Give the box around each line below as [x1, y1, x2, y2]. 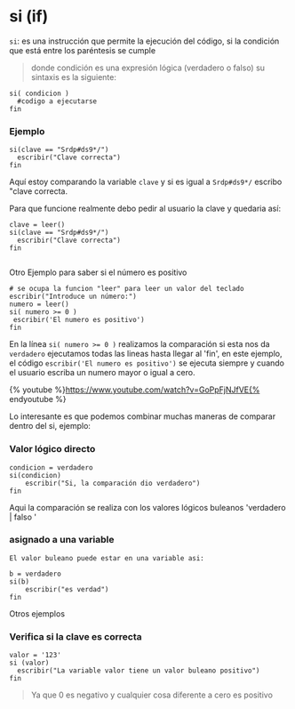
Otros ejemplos [9, 608, 65, 619]
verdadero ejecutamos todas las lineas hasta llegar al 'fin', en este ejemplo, [9, 349, 283, 359]
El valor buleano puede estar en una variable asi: [9, 553, 204, 562]
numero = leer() [9, 300, 69, 309]
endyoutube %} [9, 394, 67, 405]
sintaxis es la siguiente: [30, 71, 117, 82]
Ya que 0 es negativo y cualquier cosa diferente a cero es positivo [30, 689, 274, 700]
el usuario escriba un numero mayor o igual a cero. [9, 367, 195, 378]
